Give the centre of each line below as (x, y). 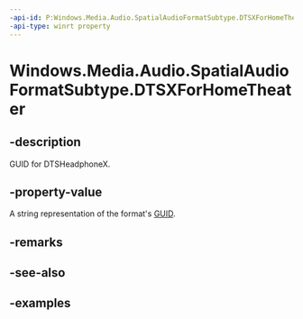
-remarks (36, 242)
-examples (40, 303)
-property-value (56, 191)
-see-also (37, 273)
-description (45, 142)
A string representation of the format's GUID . (92, 214)
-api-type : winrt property (60, 26)
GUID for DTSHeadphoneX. (60, 164)
